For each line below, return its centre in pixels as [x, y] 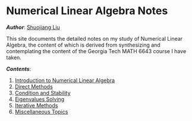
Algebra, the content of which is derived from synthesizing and [83, 45]
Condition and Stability [43, 93]
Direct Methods [34, 86]
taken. [14, 57]
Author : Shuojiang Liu [33, 27]
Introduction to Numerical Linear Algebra [64, 80]
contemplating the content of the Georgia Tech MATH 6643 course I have [96, 51]
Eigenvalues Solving [40, 99]
